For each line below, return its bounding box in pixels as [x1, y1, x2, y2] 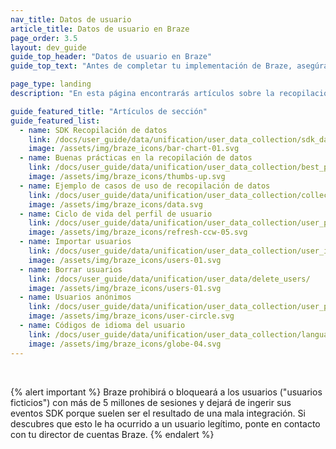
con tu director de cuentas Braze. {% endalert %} [10, 428, 215, 440]
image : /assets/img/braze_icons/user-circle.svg [28, 311, 235, 321]
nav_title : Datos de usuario [10, 14, 132, 25]
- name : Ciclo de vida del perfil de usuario [19, 209, 213, 219]
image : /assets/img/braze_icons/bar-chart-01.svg [28, 144, 240, 154]
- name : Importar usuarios [19, 237, 132, 247]
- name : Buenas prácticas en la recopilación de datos [19, 153, 253, 163]
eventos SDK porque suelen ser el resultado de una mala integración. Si [10, 407, 306, 419]
